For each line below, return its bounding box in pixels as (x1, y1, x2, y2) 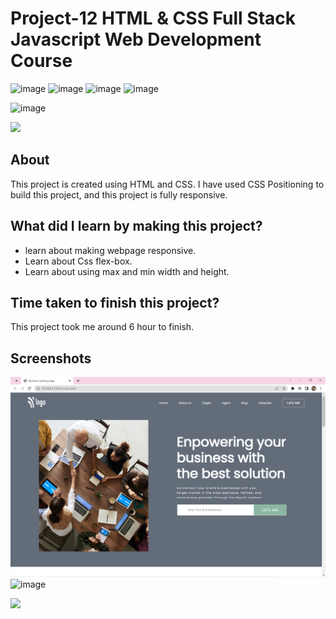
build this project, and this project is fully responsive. (10, 188, 228, 201)
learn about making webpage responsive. (24, 244, 197, 256)
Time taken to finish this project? (10, 294, 220, 311)
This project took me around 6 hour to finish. (10, 321, 195, 333)
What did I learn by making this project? (10, 218, 263, 235)
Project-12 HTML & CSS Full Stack (10, 7, 297, 30)
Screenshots (10, 350, 92, 367)
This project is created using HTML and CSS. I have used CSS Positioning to (10, 178, 325, 190)
